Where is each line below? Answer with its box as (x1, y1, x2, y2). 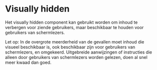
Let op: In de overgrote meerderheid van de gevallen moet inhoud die (5, 39, 145, 44)
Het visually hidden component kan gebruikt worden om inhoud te (5, 19, 138, 25)
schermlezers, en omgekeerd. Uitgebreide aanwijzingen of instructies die (5, 49, 152, 55)
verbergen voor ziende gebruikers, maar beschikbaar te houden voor (5, 24, 144, 30)
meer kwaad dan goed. (5, 59, 52, 65)
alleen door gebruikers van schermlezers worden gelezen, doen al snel (5, 54, 148, 60)
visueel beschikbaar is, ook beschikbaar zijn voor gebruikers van (5, 44, 136, 50)
